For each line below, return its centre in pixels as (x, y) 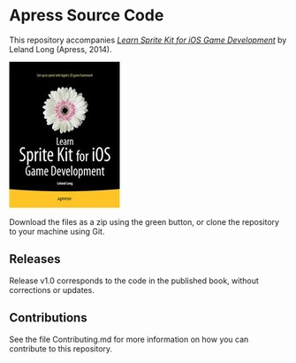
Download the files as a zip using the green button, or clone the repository (144, 221)
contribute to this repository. (61, 348)
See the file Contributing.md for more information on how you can (129, 339)
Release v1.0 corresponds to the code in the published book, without (134, 281)
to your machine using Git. (57, 231)
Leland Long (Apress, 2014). (61, 49)
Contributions (48, 318)
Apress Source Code (87, 15)
